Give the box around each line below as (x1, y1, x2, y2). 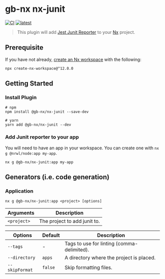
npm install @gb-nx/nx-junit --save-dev (5, 110, 89, 114)
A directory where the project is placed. (64, 254, 156, 261)
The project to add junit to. (39, 218, 100, 224)
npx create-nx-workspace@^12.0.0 (5, 66, 74, 71)
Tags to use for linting (64, 240, 115, 247)
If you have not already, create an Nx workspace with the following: (5, 56, 141, 62)
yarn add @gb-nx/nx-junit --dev (5, 122, 71, 127)
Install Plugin (5, 94, 37, 101)
